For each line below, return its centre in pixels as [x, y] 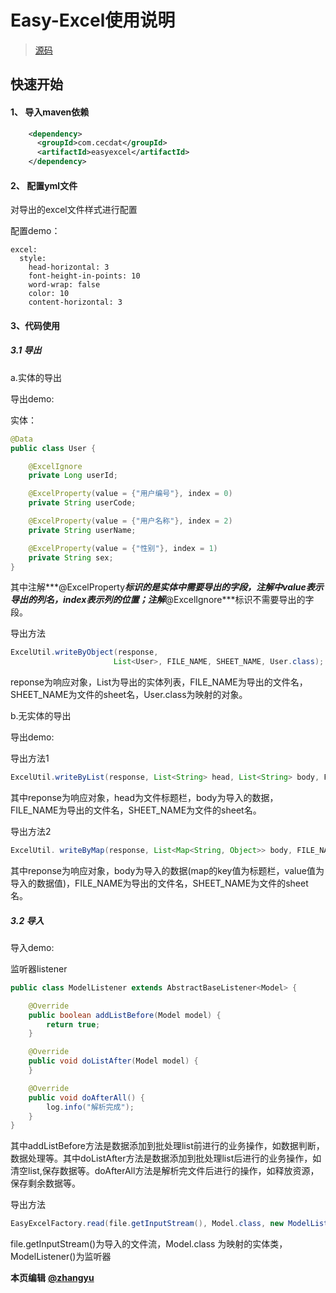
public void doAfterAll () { [86, 1097]
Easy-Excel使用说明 [93, 20]
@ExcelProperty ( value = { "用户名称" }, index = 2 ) [130, 521]
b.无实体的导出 [41, 716]
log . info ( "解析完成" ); [90, 1107]
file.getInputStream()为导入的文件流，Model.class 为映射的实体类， [149, 1244]
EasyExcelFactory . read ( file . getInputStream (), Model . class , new [147, 1224]
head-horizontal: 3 [69, 267]
